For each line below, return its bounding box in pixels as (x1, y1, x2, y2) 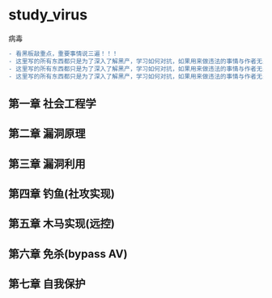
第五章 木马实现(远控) (8, 217, 115, 231)
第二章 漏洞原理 (8, 127, 86, 141)
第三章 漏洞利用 (8, 156, 86, 171)
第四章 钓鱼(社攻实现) (8, 187, 115, 200)
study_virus (8, 6, 87, 24)
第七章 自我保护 (8, 277, 86, 291)
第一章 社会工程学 (8, 96, 96, 110)
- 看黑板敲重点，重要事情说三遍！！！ (8, 49, 119, 57)
